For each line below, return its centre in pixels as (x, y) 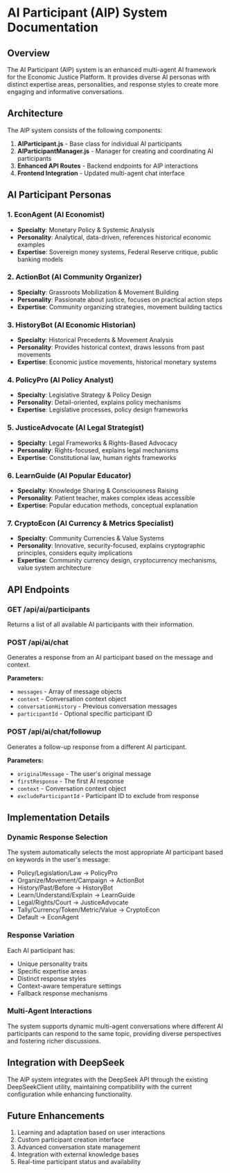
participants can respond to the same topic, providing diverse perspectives (114, 1033)
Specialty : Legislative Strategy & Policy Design (84, 395)
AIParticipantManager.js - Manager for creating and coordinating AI (115, 151)
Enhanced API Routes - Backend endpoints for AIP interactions (108, 166)
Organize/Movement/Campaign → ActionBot (81, 881)
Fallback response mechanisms (62, 993)
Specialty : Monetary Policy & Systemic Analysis (86, 229)
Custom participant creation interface (71, 1140)
